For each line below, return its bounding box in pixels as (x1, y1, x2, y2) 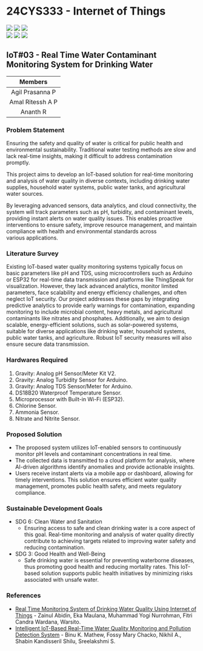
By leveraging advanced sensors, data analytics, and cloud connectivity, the (6, 202, 197, 209)
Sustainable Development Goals (6, 504, 103, 512)
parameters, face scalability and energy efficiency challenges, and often (6, 289, 187, 296)
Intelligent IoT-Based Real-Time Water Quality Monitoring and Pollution (15, 624, 191, 632)
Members (19, 77, 48, 86)
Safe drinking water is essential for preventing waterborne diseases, (24, 557, 195, 564)
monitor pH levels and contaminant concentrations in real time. (15, 450, 172, 457)
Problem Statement (6, 126, 65, 134)
